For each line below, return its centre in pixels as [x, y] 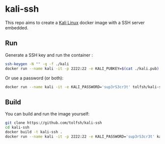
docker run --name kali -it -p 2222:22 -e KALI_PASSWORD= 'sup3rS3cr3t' [80, 136]
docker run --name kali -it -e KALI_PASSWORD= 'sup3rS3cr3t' [68, 87]
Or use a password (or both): [34, 78]
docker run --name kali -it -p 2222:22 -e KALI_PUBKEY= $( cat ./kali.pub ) [82, 69]
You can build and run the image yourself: [47, 114]
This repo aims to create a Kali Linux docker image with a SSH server [75, 23]
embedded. [17, 27]
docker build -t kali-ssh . [34, 132]
